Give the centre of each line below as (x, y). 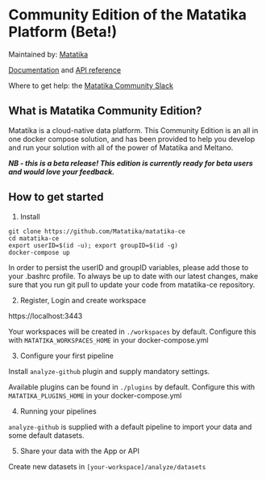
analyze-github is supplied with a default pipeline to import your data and (130, 427)
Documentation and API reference (65, 69)
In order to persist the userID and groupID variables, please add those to (129, 267)
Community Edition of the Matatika (128, 15)
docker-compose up (39, 252)
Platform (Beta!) (63, 32)
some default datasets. (46, 435)
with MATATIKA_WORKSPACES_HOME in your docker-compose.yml (108, 339)
